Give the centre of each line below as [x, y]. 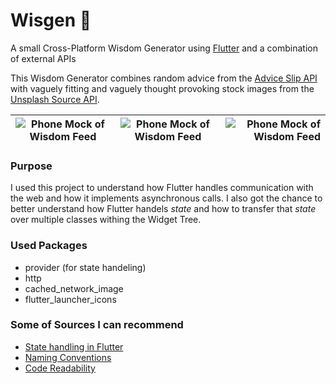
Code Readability [60, 368]
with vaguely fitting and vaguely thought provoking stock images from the [162, 88]
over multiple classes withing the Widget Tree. [106, 220]
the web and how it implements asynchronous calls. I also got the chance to [166, 198]
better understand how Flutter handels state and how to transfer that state [163, 209]
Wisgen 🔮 [51, 20]
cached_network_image [74, 288]
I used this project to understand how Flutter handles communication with [162, 188]
